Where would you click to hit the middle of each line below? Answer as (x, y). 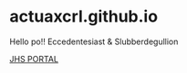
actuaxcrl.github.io (83, 17)
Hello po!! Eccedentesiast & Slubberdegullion (94, 41)
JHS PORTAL (34, 59)
